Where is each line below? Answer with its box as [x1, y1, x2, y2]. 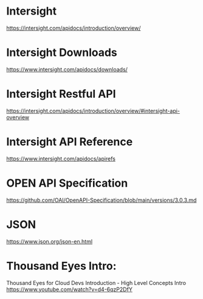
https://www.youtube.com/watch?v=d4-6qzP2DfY [6, 286, 132, 293]
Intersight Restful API [6, 87, 117, 101]
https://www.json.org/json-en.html [6, 238, 93, 245]
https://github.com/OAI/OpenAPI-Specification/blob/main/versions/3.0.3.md [6, 196, 197, 204]
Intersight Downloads [6, 46, 117, 60]
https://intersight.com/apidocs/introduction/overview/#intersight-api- [6, 107, 181, 114]
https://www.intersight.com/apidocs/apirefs [6, 155, 115, 162]
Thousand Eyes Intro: [6, 259, 117, 273]
